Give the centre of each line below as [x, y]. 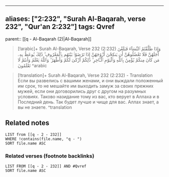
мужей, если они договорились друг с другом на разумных [82, 91]
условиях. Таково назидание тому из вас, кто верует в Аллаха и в [88, 96]
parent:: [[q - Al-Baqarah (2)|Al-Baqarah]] [48, 39]
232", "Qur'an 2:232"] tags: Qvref [60, 27]
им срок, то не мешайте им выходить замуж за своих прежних [86, 86]
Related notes [27, 123]
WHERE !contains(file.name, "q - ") [44, 139]
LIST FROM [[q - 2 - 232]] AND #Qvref [46, 166]
